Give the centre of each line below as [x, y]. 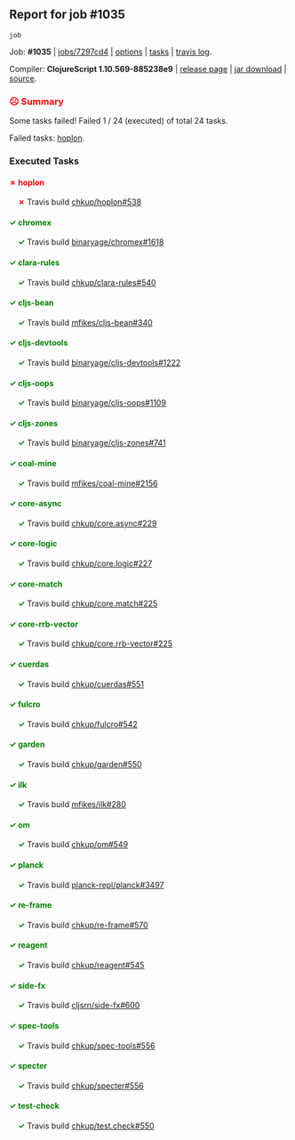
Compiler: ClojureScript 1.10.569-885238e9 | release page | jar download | [148, 69]
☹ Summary [36, 101]
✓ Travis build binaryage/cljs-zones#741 [92, 443]
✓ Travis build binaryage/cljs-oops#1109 [92, 403]
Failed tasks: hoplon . [47, 138]
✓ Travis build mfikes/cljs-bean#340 [85, 322]
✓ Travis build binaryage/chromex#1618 [91, 242]
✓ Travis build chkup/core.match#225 [88, 603]
